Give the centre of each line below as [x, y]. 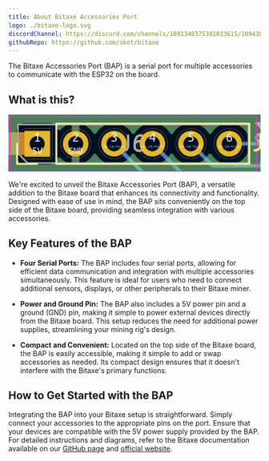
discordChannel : [35, 34]
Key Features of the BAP [70, 244]
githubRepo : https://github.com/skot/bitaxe [84, 42]
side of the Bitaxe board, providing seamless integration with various [121, 210]
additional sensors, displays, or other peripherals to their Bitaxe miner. [135, 288]
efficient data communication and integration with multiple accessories [137, 271]
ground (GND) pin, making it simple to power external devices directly [135, 312]
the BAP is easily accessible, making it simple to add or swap [120, 353]
